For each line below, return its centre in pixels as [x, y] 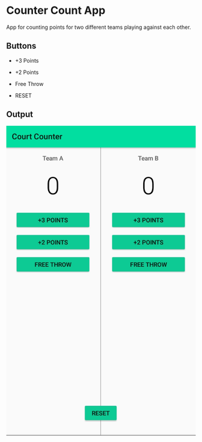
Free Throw [29, 84]
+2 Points [27, 72]
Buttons [21, 46]
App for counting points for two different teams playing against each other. [99, 27]
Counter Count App [56, 11]
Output [20, 115]
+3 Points [27, 60]
